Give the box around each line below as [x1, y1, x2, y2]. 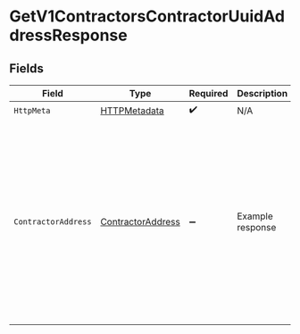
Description [236, 88, 288, 99]
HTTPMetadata [100, 104, 165, 117]
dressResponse [9, 25, 128, 46]
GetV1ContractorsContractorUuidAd [9, 6, 286, 27]
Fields [9, 61, 45, 76]
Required [188, 88, 229, 99]
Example [236, 210, 274, 222]
